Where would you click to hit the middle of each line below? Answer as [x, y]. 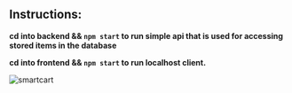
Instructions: [46, 15]
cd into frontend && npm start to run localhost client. [108, 62]
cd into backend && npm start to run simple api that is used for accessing [146, 35]
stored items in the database [63, 45]
